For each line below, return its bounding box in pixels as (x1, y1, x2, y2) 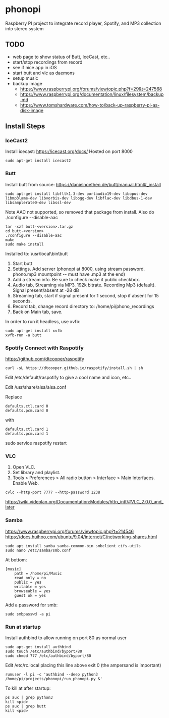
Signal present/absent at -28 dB (12, 287, 79, 293)
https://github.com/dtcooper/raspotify (5, 356, 85, 362)
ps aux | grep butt (5, 703, 46, 709)
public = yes (14, 580, 42, 585)
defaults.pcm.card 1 (5, 431, 49, 436)
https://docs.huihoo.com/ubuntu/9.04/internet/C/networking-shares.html (5, 534, 157, 540)
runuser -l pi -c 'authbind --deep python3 (5, 672, 98, 677)
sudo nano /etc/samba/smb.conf (5, 548, 71, 553)
